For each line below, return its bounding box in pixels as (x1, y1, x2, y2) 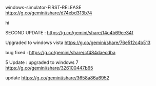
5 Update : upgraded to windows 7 (5, 59, 79, 66)
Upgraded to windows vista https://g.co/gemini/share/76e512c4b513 (5, 39, 151, 46)
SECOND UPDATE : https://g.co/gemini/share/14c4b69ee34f (5, 30, 134, 35)
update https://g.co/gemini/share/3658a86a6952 (5, 75, 109, 81)
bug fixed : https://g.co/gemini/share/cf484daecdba (5, 50, 116, 55)
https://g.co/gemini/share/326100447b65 (5, 65, 93, 71)
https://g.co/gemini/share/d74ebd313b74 (5, 10, 92, 16)
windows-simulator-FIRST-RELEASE (5, 5, 82, 10)
